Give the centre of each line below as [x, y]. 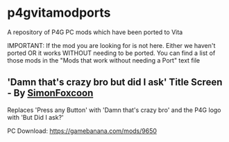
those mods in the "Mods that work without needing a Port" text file [103, 60]
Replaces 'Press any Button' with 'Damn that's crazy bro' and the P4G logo [114, 110]
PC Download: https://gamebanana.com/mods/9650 [82, 131]
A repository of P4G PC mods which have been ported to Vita [95, 32]
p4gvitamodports [59, 13]
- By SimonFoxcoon [50, 93]
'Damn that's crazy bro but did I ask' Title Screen [115, 82]
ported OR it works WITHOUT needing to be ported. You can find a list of [111, 53]
